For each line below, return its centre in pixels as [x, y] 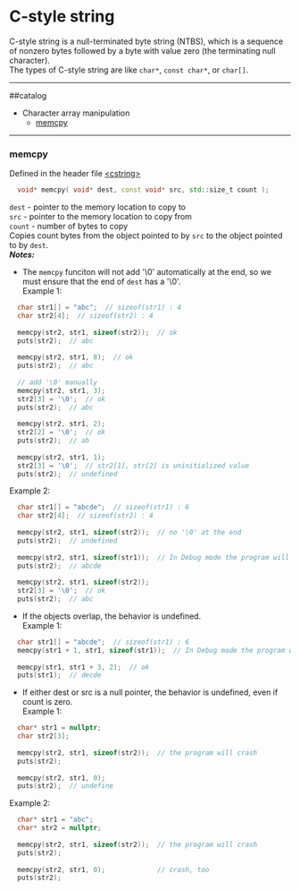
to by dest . [29, 245]
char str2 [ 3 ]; [43, 736]
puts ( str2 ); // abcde [59, 566]
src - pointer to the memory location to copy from [100, 217]
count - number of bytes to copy [69, 227]
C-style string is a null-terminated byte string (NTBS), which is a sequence [146, 41]
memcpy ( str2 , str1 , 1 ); [61, 457]
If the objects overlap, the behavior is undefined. [112, 616]
